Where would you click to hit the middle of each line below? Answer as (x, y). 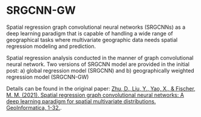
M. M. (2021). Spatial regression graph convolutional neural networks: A (95, 95)
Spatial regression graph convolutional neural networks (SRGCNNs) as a (96, 27)
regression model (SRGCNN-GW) (48, 77)
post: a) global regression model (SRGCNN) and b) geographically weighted (100, 70)
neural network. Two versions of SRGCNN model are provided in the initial (98, 64)
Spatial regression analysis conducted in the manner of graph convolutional (100, 58)
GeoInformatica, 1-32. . (34, 107)
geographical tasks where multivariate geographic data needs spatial (92, 40)
